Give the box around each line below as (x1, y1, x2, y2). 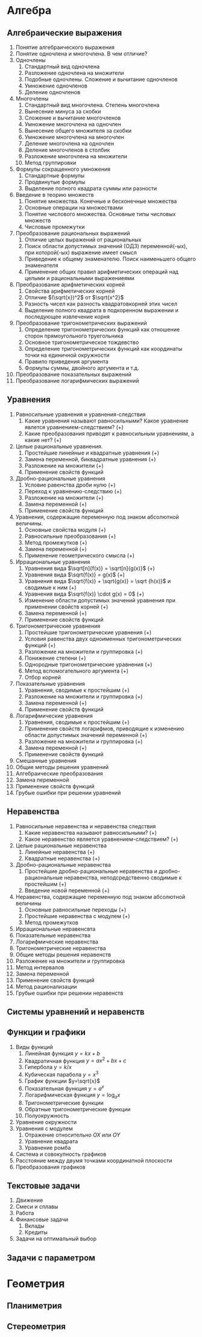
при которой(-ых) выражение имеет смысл (24, 249, 137, 256)
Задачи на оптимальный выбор (15, 1235, 97, 1242)
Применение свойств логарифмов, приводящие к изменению (24, 725, 185, 732)
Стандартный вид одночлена (24, 63, 100, 70)
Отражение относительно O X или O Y (24, 1131, 121, 1138)
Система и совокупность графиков (15, 1150, 107, 1158)
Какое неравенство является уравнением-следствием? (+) (24, 835, 178, 843)
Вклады (24, 1222, 45, 1230)
